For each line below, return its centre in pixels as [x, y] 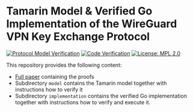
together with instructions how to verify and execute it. [83, 102]
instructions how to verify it [49, 89]
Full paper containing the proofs [54, 76]
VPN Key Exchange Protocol [78, 37]
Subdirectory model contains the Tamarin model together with [91, 83]
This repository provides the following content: [64, 65]
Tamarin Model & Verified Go [79, 11]
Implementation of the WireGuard [92, 24]
